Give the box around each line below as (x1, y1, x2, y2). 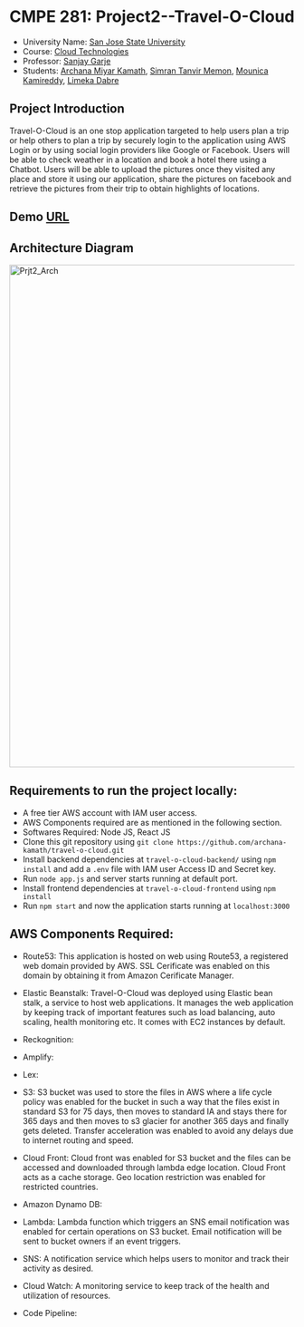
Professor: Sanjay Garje (22, 55, 111, 66)
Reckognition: (22, 1033, 74, 1044)
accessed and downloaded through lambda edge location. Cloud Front (22, 1162, 286, 1173)
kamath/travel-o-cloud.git (22, 846, 125, 855)
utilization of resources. (22, 1290, 111, 1301)
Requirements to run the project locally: (9, 783, 238, 799)
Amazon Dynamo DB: (22, 1198, 102, 1209)
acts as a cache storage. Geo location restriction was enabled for (22, 1171, 266, 1182)
